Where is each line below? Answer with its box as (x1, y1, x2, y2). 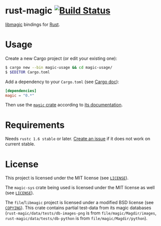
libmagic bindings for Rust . (5, 21, 60, 27)
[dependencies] (5, 88, 37, 93)
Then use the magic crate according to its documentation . (5, 102, 123, 108)
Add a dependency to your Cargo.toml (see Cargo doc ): (5, 79, 120, 85)
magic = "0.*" (5, 93, 35, 98)
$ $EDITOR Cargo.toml (5, 70, 50, 75)
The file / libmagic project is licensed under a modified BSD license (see (5, 200, 154, 206)
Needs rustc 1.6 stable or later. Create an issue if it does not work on (5, 136, 151, 142)
